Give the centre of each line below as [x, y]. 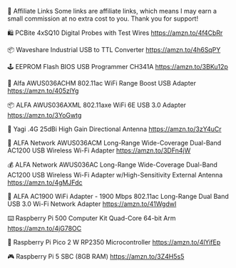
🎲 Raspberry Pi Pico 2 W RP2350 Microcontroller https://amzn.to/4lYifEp [114, 242]
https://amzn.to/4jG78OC [45, 228]
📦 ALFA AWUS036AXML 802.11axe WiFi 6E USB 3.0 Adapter [97, 105]
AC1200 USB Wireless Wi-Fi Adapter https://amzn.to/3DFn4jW [99, 150]
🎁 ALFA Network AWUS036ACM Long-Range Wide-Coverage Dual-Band [114, 143]
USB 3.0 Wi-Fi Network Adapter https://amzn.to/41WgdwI [92, 204]
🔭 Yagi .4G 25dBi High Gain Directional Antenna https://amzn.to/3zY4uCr [115, 129]
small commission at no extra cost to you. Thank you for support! [103, 19]
